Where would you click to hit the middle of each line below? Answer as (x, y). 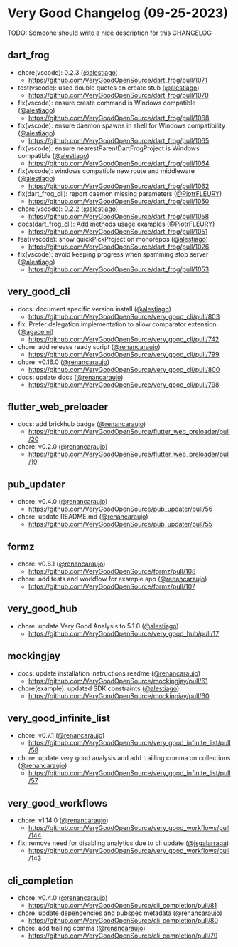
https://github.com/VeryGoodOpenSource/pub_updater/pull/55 (120, 524)
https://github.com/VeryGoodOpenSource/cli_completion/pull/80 (123, 921)
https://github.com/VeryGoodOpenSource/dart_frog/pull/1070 (119, 95)
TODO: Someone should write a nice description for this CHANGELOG (109, 33)
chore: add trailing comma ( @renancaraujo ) (81, 928)
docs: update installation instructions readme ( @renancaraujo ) (109, 673)
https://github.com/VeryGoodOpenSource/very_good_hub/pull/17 (124, 633)
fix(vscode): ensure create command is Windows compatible (107, 103)
